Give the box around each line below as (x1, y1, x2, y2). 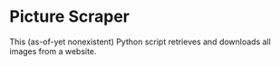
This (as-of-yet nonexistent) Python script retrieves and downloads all (9, 36, 272, 47)
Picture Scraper (9, 6, 130, 27)
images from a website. (9, 45, 97, 56)
